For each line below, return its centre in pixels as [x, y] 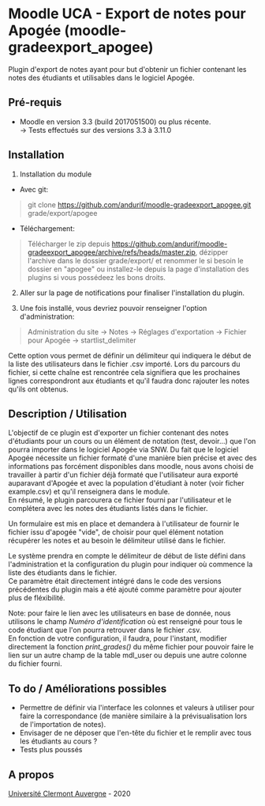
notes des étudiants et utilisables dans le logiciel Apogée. [101, 78]
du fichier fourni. [35, 664]
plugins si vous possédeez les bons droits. [96, 277]
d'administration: [47, 316]
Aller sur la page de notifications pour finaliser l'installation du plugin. [132, 293]
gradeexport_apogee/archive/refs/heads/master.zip [111, 252]
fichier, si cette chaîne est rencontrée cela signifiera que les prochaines [124, 372]
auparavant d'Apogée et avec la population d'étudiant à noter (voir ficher [126, 483]
